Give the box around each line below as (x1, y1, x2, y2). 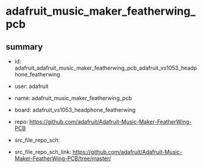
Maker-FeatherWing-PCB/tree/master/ (14, 155, 111, 162)
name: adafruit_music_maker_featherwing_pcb (14, 95, 132, 101)
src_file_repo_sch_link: (14, 148, 71, 155)
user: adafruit (14, 82, 49, 90)
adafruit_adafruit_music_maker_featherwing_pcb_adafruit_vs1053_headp (14, 64, 198, 71)
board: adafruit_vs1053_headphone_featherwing (14, 106, 136, 114)
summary (5, 42, 43, 52)
